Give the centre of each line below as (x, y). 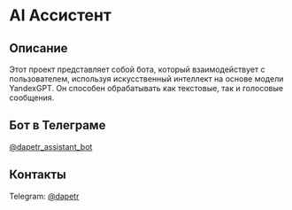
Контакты (38, 175)
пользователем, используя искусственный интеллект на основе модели (146, 79)
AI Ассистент (61, 16)
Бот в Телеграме (58, 125)
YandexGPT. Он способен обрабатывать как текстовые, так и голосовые (146, 88)
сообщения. (32, 97)
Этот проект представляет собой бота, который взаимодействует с (137, 69)
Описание (38, 48)
